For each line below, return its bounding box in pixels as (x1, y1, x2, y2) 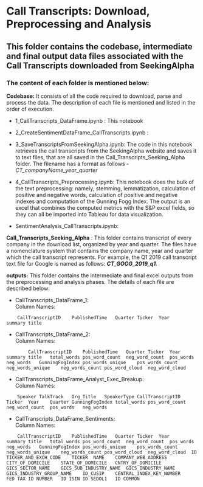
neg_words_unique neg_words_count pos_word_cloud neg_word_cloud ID (6, 449, 198, 455)
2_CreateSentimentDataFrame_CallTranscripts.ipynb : (15, 129, 149, 136)
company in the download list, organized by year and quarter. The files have (6, 240, 197, 247)
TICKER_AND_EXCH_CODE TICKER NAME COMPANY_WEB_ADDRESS (6, 454, 167, 460)
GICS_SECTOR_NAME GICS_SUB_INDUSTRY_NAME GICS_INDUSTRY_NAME (6, 465, 175, 471)
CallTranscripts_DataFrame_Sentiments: (15, 415, 115, 422)
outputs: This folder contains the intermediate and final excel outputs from (6, 272, 193, 279)
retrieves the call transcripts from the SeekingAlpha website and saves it (15, 147, 197, 154)
